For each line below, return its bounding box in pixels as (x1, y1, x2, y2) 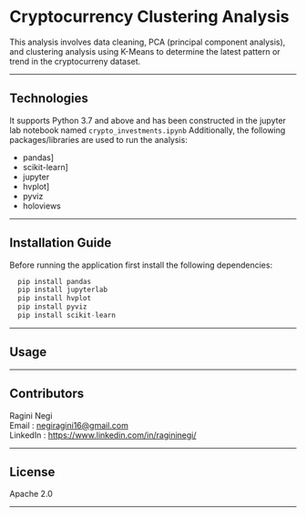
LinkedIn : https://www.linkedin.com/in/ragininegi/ (9, 430, 198, 441)
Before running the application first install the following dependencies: (9, 259, 273, 270)
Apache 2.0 (9, 489, 53, 500)
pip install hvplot (17, 294, 92, 303)
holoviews (22, 200, 61, 211)
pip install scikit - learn (17, 311, 117, 320)
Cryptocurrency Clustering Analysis (9, 6, 290, 27)
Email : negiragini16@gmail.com (9, 420, 129, 431)
